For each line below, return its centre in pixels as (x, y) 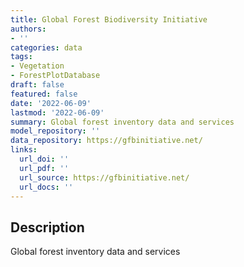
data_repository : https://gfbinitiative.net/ (106, 141)
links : (24, 150)
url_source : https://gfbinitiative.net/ (104, 177)
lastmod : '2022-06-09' (57, 112)
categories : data (46, 47)
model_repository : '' (55, 131)
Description (47, 227)
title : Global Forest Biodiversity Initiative (109, 19)
